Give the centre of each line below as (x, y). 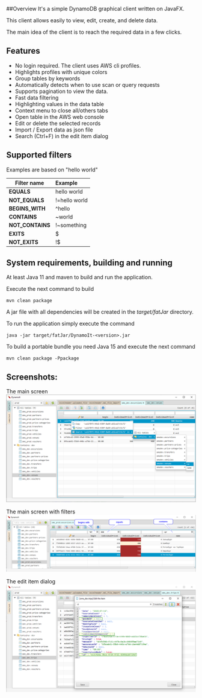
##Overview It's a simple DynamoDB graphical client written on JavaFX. (95, 9)
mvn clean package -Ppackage (43, 358)
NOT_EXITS (23, 242)
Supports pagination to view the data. (61, 91)
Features (23, 51)
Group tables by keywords (47, 78)
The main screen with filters (41, 512)
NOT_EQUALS (26, 200)
